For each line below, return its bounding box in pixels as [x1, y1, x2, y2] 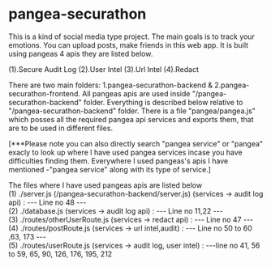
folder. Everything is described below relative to [84, 97, 243, 107]
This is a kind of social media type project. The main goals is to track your [8, 32, 256, 41]
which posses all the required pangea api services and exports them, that [8, 114, 254, 124]
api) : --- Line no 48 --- [8, 197, 87, 207]
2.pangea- [214, 80, 250, 90]
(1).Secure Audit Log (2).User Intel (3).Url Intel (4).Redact [8, 64, 200, 74]
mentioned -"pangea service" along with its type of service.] [8, 164, 211, 174]
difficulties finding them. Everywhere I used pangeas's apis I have [8, 155, 229, 166]
